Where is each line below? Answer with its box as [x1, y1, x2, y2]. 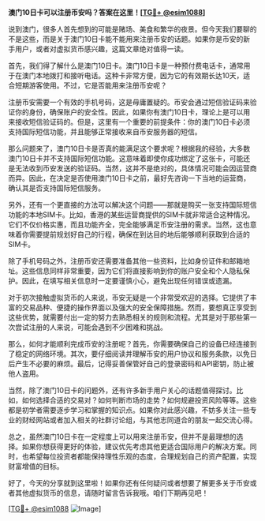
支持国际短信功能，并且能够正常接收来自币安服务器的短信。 [8, 127, 202, 137]
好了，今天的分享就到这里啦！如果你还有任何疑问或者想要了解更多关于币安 [8, 478, 250, 488]
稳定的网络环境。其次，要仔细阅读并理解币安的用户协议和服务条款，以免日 [14, 349, 257, 358]
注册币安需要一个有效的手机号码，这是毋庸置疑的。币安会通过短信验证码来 [8, 98, 250, 107]
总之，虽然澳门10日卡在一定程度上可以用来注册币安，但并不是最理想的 [8, 432, 237, 441]
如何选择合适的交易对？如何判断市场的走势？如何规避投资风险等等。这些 [21, 395, 257, 405]
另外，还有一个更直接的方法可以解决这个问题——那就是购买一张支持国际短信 [8, 201, 257, 209]
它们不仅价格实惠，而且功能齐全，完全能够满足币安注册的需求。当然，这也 [8, 220, 250, 229]
